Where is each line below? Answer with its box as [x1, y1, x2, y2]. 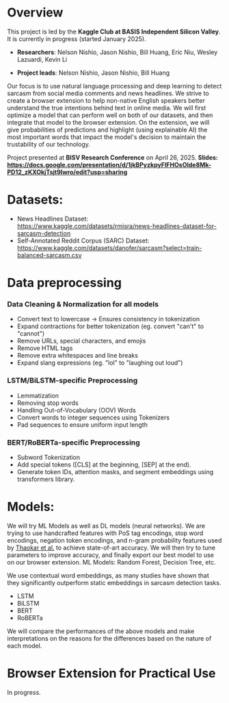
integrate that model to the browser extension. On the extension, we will [7, 118, 210, 126]
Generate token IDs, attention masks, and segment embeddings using [16, 467, 214, 476]
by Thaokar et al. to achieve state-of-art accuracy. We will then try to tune [7, 543, 215, 552]
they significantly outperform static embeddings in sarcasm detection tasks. [7, 578, 221, 587]
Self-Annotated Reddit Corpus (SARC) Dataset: [16, 236, 150, 245]
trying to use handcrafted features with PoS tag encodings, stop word [7, 529, 204, 537]
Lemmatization [16, 391, 59, 399]
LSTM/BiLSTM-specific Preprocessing [7, 375, 138, 385]
